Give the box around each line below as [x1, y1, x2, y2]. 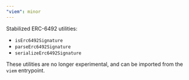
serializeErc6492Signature [14, 50, 82, 56]
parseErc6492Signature [14, 44, 71, 50]
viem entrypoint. [6, 66, 46, 74]
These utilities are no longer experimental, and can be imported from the [6, 60, 184, 68]
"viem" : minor [6, 8, 41, 15]
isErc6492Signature [14, 37, 63, 43]
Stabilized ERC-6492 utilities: [6, 25, 78, 32]
